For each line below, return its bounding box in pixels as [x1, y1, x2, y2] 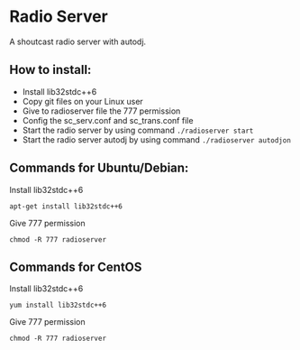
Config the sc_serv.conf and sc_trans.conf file [22, 115, 194, 125]
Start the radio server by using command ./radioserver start [22, 124, 254, 135]
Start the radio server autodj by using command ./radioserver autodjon [22, 134, 291, 145]
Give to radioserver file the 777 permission [22, 106, 181, 116]
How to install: [9, 62, 92, 78]
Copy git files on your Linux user [22, 96, 144, 106]
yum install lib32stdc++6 [9, 300, 106, 310]
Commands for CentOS [9, 259, 142, 274]
